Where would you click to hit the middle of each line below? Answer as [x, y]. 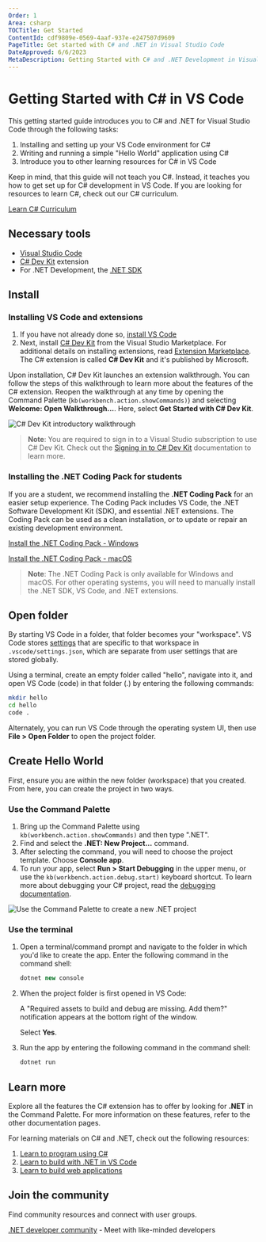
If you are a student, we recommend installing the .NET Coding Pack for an [131, 494]
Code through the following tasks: [63, 129]
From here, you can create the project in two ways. [91, 788]
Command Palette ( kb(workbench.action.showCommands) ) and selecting [122, 400]
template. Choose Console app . [72, 860]
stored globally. [34, 660]
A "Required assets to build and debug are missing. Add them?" [123, 1009]
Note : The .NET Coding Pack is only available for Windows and [130, 573]
